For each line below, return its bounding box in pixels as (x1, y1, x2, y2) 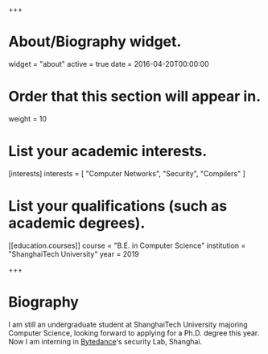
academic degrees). (8, 214, 146, 232)
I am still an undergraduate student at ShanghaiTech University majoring (8, 319, 248, 329)
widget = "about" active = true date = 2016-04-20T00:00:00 (8, 59, 209, 68)
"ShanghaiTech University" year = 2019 (8, 249, 139, 258)
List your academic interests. (8, 142, 208, 161)
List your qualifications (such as (8, 197, 228, 215)
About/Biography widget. (8, 33, 182, 51)
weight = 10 (8, 113, 47, 123)
